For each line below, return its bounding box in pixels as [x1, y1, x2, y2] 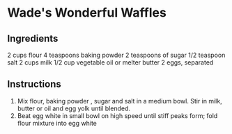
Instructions [7, 78, 61, 90]
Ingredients [7, 33, 59, 44]
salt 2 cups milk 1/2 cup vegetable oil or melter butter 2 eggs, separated [7, 58, 214, 67]
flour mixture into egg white [17, 119, 98, 127]
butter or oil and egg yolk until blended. [17, 104, 131, 112]
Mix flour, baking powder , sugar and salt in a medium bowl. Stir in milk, [17, 97, 222, 105]
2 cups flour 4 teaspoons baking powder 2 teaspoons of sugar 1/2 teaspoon [7, 51, 226, 59]
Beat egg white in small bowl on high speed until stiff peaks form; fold [17, 111, 218, 119]
